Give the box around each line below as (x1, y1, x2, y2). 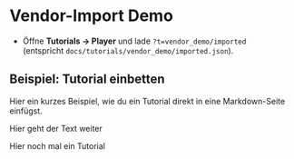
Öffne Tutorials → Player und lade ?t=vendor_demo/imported (22, 35, 247, 46)
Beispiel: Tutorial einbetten (9, 72, 165, 87)
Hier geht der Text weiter (9, 123, 103, 134)
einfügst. (9, 105, 43, 116)
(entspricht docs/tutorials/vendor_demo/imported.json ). (22, 45, 234, 55)
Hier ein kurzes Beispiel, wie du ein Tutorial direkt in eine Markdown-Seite (9, 95, 286, 106)
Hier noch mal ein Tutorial (9, 140, 106, 151)
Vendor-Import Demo (9, 5, 174, 26)
